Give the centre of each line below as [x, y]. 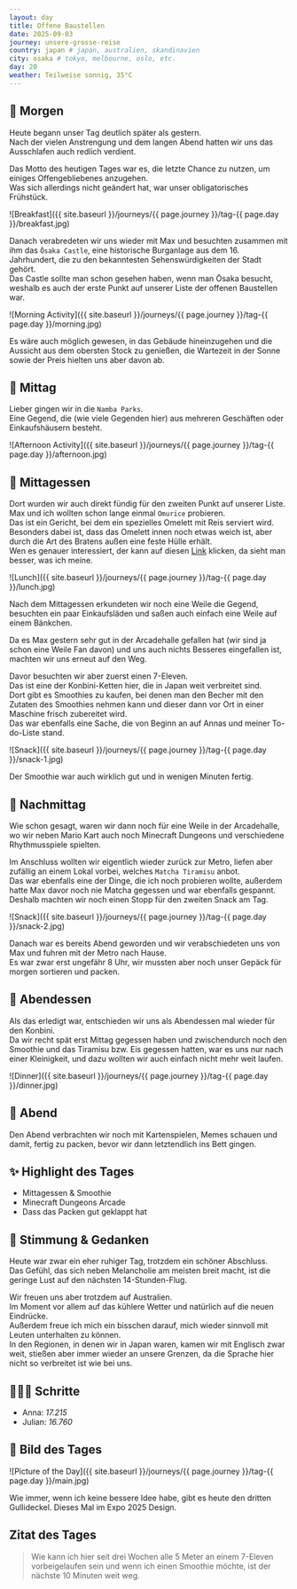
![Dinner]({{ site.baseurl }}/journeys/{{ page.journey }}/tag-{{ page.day [139, 1075]
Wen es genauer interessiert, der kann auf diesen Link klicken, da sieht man [148, 551]
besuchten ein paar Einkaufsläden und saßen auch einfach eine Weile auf [143, 614]
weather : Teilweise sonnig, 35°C [71, 75]
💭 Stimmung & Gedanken [79, 1240]
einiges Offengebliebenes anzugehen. [79, 177]
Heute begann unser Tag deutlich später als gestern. [106, 132]
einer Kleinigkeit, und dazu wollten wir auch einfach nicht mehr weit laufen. [146, 1058]
